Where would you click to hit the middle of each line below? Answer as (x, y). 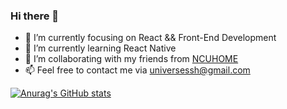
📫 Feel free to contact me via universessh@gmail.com (137, 70)
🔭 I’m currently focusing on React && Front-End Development (150, 38)
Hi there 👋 (35, 16)
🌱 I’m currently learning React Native (100, 48)
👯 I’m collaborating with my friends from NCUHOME (131, 59)
